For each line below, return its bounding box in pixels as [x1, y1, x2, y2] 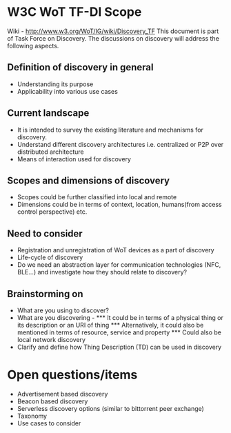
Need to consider [7, 228, 83, 239]
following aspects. [7, 41, 59, 50]
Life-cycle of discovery [17, 253, 83, 262]
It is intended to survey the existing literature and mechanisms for [17, 125, 203, 134]
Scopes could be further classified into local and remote [17, 193, 177, 201]
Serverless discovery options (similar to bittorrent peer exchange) [17, 404, 205, 412]
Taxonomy [17, 412, 47, 420]
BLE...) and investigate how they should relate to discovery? [17, 268, 188, 276]
